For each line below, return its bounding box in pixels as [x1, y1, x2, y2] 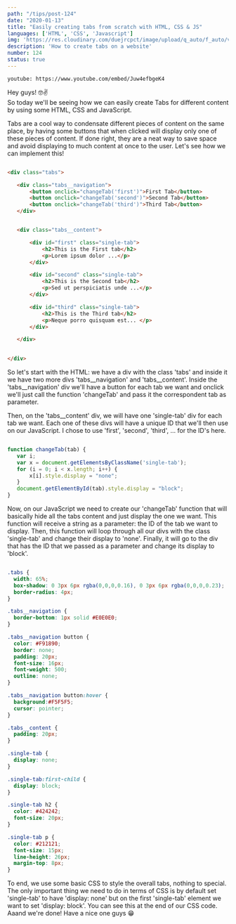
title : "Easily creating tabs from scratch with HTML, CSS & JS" [7, 23, 202, 30]
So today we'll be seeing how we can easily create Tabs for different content [7, 98, 229, 106]
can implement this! [7, 149, 65, 157]
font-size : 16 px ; [13, 660, 65, 667]
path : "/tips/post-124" [7, 10, 77, 18]
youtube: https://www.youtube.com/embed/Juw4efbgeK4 [7, 75, 165, 82]
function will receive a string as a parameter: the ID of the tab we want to [7, 519, 218, 528]
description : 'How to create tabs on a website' [7, 43, 152, 50]
